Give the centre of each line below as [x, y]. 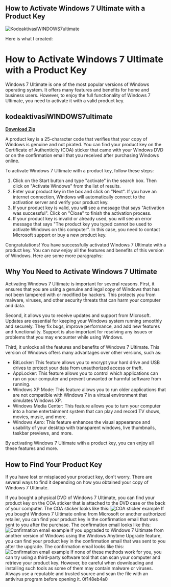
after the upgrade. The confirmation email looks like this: [65, 547]
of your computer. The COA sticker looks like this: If [85, 509]
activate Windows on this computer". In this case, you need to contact [86, 229]
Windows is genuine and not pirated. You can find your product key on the [83, 144]
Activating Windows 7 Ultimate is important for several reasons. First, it [80, 284]
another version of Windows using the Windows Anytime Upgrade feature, [83, 536]
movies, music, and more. [40, 417]
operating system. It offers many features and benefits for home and [77, 89]
